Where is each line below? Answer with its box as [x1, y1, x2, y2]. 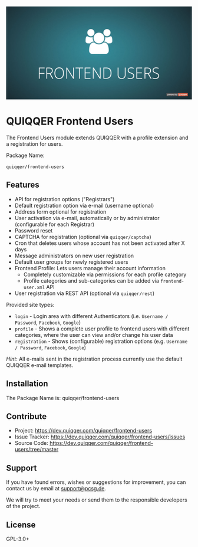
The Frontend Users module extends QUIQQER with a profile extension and [6, 134, 189, 141]
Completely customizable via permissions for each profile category [23, 271, 187, 278]
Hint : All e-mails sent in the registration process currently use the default [6, 355, 183, 362]
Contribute [6, 411, 47, 421]
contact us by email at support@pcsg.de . [6, 485, 106, 492]
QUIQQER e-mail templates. [6, 361, 74, 369]
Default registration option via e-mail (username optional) [14, 202, 154, 209]
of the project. [6, 503, 41, 510]
